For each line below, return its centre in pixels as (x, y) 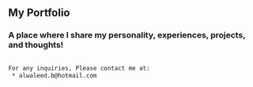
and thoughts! (36, 45)
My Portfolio (39, 13)
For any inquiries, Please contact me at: (79, 68)
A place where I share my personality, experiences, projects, (127, 35)
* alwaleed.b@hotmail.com (54, 75)
